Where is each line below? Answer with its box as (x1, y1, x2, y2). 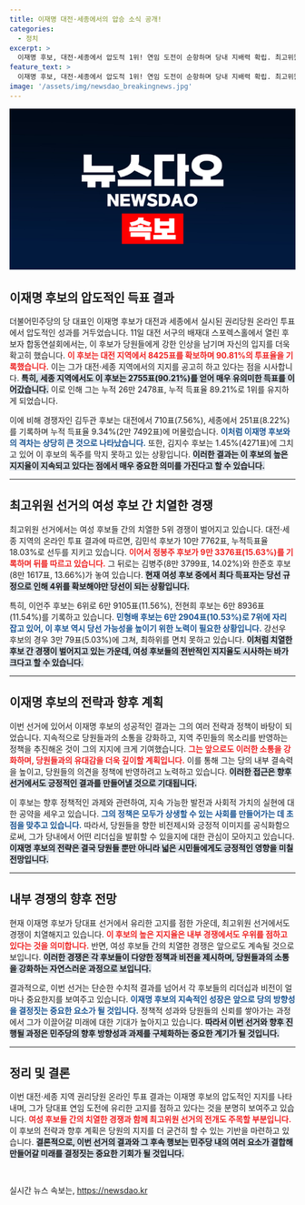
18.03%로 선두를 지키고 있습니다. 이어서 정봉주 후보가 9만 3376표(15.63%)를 (9, 546, 285, 557)
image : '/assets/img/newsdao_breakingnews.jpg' (9, 82, 193, 91)
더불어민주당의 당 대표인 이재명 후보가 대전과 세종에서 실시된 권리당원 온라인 (9, 316, 279, 327)
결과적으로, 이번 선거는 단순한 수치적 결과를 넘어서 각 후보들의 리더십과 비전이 (9, 982, 283, 993)
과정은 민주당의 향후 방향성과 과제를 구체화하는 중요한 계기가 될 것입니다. (25, 1028, 280, 1038)
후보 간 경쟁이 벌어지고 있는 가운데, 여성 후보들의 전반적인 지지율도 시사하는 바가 (9, 645, 289, 656)
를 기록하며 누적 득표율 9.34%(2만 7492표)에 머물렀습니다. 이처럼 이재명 (9, 426, 267, 437)
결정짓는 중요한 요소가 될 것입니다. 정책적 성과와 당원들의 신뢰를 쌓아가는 (18, 1005, 274, 1016)
